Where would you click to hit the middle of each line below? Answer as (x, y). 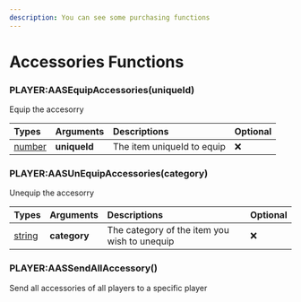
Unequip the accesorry (52, 193)
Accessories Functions (97, 61)
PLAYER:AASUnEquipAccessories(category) (109, 174)
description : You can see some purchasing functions (110, 17)
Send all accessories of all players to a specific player (108, 288)
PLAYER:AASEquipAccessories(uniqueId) (102, 90)
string (26, 236)
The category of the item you (168, 230)
